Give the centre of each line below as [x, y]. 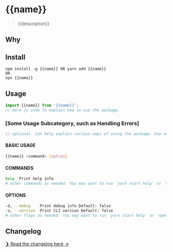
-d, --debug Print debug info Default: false [58, 206]
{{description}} [34, 24]
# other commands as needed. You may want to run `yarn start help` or [83, 184]
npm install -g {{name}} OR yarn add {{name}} [56, 69]
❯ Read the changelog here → [37, 244]
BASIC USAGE [20, 145]
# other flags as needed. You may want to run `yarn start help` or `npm [86, 215]
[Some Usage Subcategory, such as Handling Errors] [72, 123]
